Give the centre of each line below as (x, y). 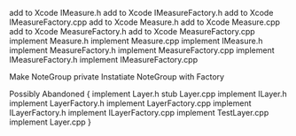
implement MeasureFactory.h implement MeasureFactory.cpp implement (142, 50)
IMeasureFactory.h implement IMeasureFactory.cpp (104, 60)
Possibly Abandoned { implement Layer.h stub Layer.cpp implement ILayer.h (148, 94)
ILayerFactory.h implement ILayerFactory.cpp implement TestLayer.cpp (139, 113)
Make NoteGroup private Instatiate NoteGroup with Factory (117, 77)
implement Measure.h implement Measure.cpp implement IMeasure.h (136, 41)
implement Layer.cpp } (50, 122)
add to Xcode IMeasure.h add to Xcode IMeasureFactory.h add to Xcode (141, 13)
